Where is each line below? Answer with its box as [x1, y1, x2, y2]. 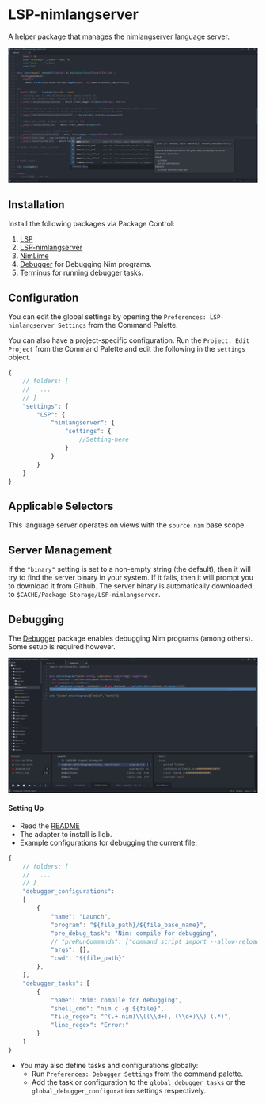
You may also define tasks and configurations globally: [19, 1060, 199, 1070]
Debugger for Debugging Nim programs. [19, 260, 152, 269]
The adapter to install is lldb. [19, 829, 112, 839]
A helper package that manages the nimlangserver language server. [8, 32, 230, 41]
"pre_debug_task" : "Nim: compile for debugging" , [50, 929, 218, 938]
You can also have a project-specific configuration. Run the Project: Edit [8, 336, 250, 345]
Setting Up [8, 804, 44, 813]
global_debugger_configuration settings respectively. [31, 1086, 207, 1095]
